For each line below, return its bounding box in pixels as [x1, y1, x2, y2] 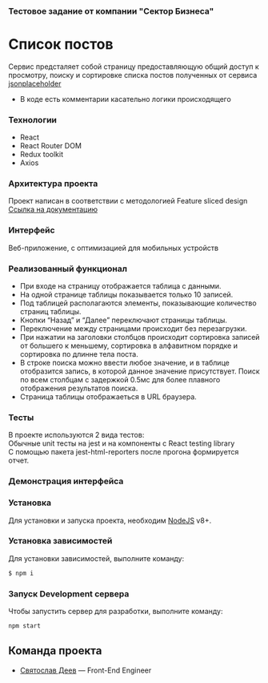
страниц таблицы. [19, 307, 82, 317]
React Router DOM [19, 141, 82, 151]
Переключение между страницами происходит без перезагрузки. [19, 324, 247, 333]
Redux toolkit [19, 150, 64, 160]
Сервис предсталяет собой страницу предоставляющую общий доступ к [8, 62, 260, 71]
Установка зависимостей [8, 535, 113, 547]
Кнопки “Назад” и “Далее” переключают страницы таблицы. [19, 315, 228, 325]
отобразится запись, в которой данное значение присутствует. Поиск [19, 366, 260, 376]
